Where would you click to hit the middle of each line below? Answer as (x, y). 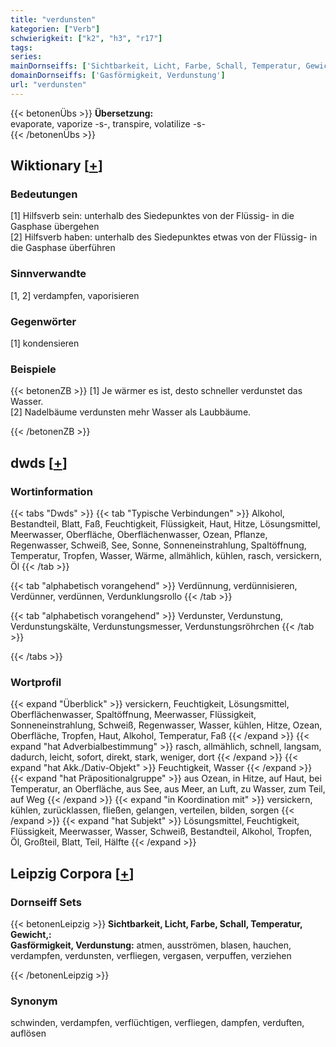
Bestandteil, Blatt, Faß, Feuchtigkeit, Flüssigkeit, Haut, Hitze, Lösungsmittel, (165, 524)
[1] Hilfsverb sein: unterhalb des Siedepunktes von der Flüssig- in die (152, 216)
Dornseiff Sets (46, 902)
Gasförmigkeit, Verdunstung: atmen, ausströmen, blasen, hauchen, (151, 945)
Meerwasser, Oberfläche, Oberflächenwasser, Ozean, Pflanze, (139, 535)
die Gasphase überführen (63, 248)
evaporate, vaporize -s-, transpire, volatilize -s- (108, 123)
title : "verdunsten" (53, 19)
